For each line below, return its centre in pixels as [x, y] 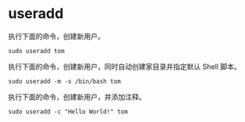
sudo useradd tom [37, 51]
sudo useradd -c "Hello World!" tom [68, 111]
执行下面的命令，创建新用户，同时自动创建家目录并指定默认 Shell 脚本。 [125, 66]
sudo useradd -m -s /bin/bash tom [65, 81]
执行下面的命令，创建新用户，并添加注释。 [77, 97]
